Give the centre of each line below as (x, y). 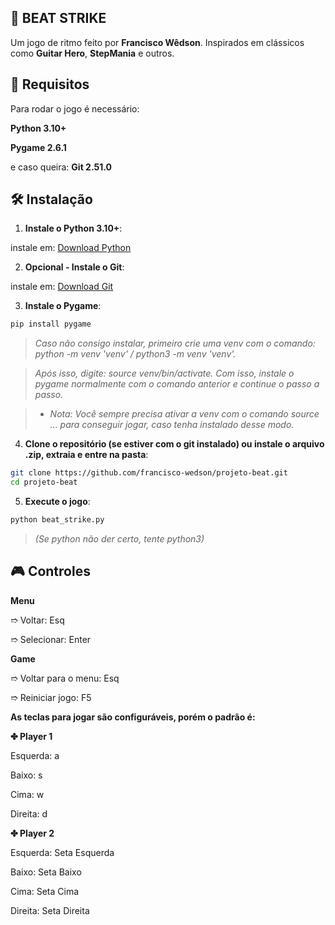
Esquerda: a (35, 755)
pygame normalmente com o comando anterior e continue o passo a (177, 384)
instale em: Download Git (62, 287)
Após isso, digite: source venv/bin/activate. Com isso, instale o (164, 373)
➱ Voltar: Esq (37, 620)
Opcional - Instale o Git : (74, 267)
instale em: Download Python (71, 248)
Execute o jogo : (57, 502)
